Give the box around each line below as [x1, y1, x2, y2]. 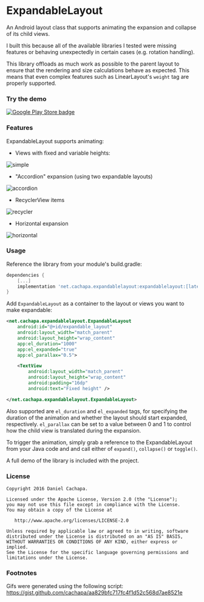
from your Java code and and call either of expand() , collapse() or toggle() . [6, 445, 198, 452]
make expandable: [6, 306, 53, 314]
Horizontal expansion [15, 220, 69, 227]
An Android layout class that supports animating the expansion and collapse [6, 24, 197, 31]
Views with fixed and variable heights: [15, 149, 110, 157]
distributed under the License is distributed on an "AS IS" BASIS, [6, 533, 183, 539]
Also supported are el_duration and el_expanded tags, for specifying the [6, 407, 188, 414]
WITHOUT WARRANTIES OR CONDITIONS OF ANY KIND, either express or [6, 539, 178, 545]
